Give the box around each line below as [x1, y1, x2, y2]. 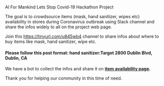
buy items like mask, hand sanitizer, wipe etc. [5, 39, 96, 44]
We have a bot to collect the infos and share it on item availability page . [5, 66, 151, 72]
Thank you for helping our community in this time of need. [5, 75, 122, 81]
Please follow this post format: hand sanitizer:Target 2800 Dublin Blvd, [5, 50, 153, 56]
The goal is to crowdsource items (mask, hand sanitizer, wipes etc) [5, 14, 140, 19]
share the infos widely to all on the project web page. [5, 24, 112, 30]
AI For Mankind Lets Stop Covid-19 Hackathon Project [5, 4, 114, 10]
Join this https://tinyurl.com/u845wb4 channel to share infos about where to [5, 34, 159, 39]
